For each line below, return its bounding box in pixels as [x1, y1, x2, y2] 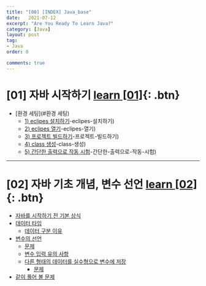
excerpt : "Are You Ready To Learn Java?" [6, 20, 114, 26]
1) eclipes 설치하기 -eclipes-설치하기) [24, 117, 115, 124]
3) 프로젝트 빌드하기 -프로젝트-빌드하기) [24, 132, 120, 140]
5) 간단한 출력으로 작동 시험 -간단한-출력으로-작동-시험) [24, 148, 156, 155]
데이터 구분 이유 [24, 227, 63, 235]
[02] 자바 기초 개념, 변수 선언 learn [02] [6, 177, 197, 191]
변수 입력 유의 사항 [24, 250, 69, 257]
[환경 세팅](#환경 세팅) [15, 110, 70, 117]
